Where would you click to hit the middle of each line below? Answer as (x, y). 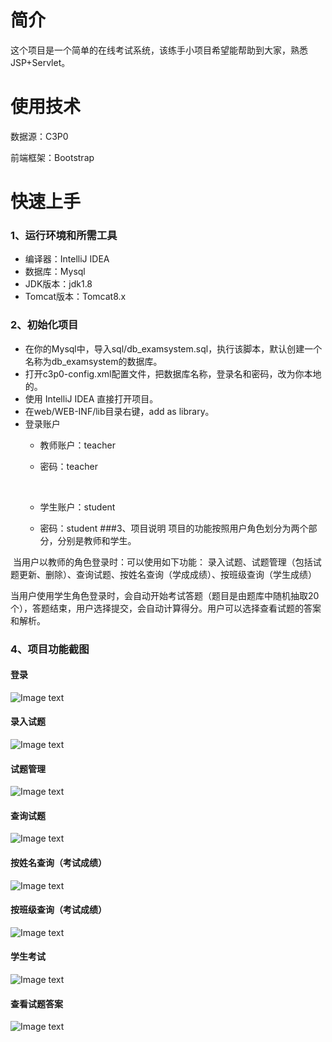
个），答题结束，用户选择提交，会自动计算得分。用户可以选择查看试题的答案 (166, 608)
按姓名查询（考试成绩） (58, 862)
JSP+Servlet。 (40, 62)
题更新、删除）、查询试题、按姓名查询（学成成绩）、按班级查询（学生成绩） (163, 574)
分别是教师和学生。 (97, 540)
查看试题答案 (36, 1003)
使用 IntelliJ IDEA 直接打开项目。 (91, 398)
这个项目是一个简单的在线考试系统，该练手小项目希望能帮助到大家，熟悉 (159, 50)
